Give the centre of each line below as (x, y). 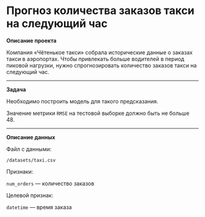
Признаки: (20, 171)
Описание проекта (31, 40)
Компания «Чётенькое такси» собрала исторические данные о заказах (100, 52)
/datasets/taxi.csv (31, 160)
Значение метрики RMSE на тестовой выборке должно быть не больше (98, 113)
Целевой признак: (30, 195)
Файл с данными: (29, 149)
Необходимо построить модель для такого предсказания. (82, 101)
